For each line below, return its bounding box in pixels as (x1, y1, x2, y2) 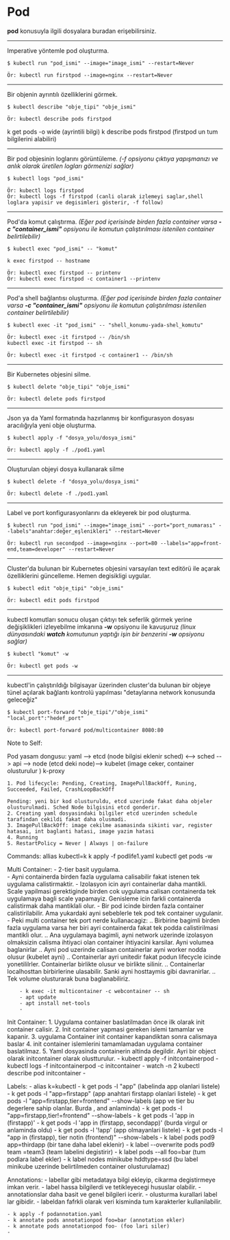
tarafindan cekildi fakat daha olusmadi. (7, 815, 127, 823)
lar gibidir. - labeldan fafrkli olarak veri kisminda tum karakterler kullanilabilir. (7, 1197, 222, 1206)
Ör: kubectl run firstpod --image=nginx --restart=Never (7, 71, 173, 79)
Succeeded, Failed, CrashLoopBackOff (7, 786, 115, 793)
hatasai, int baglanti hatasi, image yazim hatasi (7, 828, 155, 835)
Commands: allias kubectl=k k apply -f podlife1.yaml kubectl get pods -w (7, 852, 213, 860)
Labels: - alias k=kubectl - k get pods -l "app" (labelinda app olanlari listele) (7, 1082, 220, 1090)
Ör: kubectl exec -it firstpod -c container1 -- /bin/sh (7, 351, 173, 359)
